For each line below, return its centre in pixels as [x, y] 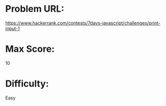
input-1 [13, 28]
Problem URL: [35, 9]
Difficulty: [27, 84]
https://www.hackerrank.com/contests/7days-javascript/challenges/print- [83, 23]
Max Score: [30, 49]
